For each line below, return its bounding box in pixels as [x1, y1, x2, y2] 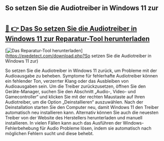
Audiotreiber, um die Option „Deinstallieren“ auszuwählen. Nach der [5, 99, 144, 105]
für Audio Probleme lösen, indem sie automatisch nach [40, 125, 152, 131]
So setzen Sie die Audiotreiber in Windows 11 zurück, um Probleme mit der [5, 68, 157, 73]
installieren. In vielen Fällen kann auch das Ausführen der [5, 120, 122, 126]
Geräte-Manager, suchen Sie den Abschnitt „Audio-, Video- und [5, 89, 136, 94]
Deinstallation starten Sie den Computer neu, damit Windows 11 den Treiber [5, 105, 159, 110]
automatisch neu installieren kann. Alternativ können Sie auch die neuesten [5, 109, 159, 115]
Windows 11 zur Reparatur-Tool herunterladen [5, 35, 150, 43]
